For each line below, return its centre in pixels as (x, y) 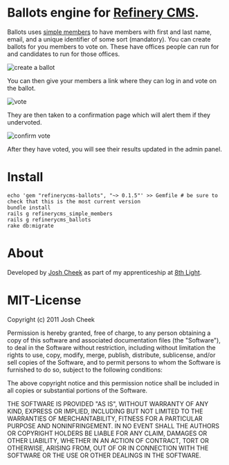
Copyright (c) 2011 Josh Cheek (51, 319)
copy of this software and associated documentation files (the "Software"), (114, 340)
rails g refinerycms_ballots (49, 219)
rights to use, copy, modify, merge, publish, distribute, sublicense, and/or (111, 355)
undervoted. (25, 122)
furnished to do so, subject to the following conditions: (85, 370)
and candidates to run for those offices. (64, 54)
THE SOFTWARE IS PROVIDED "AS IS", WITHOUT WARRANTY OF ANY (108, 403)
